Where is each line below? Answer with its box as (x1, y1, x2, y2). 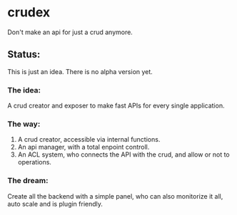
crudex (7, 4, 51, 21)
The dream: (7, 176, 49, 186)
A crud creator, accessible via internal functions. (17, 135, 161, 144)
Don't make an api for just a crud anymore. (7, 28, 133, 36)
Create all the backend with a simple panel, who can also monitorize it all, (7, 192, 223, 200)
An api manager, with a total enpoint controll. (17, 143, 150, 152)
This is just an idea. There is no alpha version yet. (7, 67, 153, 75)
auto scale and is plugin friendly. (7, 199, 104, 208)
